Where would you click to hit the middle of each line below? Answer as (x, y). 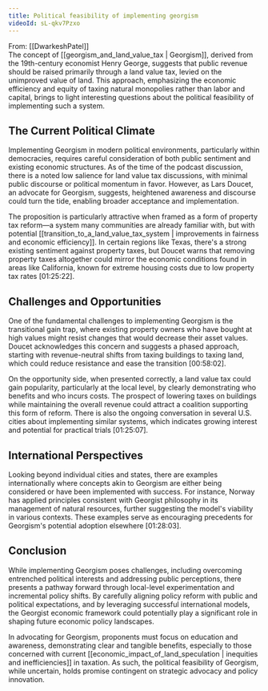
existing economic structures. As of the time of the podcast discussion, (126, 167)
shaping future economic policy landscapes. (81, 621)
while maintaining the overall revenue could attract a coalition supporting (128, 405)
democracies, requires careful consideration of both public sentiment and (130, 159)
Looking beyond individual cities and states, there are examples (113, 475)
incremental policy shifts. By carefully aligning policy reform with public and (133, 596)
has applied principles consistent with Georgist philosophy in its (113, 500)
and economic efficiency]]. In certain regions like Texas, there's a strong (127, 242)
